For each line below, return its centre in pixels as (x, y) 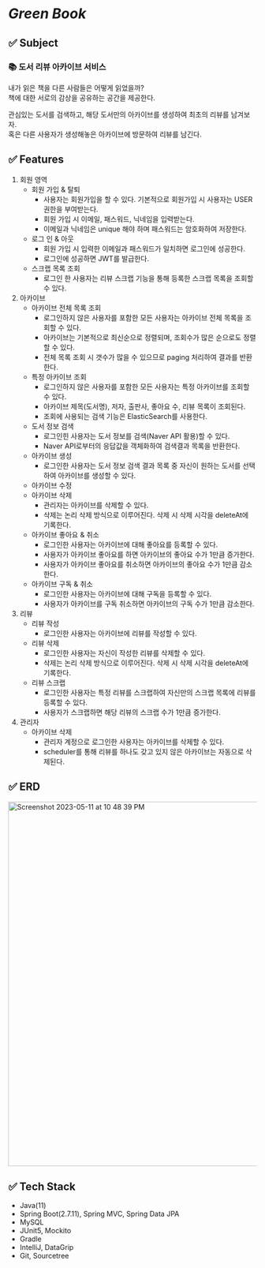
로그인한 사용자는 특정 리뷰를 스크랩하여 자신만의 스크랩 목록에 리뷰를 (149, 692)
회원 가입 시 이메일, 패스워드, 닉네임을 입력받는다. (119, 219)
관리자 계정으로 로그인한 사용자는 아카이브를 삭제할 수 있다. (134, 742)
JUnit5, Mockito (45, 1231)
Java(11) (33, 1206)
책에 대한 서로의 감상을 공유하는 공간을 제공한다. (82, 97)
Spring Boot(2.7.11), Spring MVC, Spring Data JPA (99, 1214)
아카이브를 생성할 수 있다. (97, 475)
